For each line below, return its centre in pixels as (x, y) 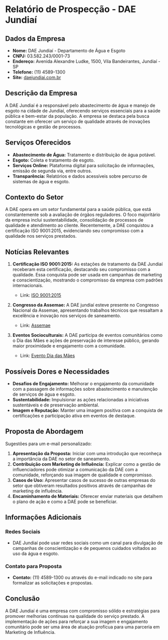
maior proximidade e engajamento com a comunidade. (69, 346)
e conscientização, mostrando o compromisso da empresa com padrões (88, 280)
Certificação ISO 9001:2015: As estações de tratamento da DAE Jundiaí (88, 264)
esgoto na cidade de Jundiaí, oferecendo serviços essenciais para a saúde (83, 111)
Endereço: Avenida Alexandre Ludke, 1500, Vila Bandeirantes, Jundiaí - (86, 61)
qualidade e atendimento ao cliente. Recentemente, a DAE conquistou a (79, 226)
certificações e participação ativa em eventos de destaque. (74, 416)
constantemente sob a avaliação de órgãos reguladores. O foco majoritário (83, 215)
